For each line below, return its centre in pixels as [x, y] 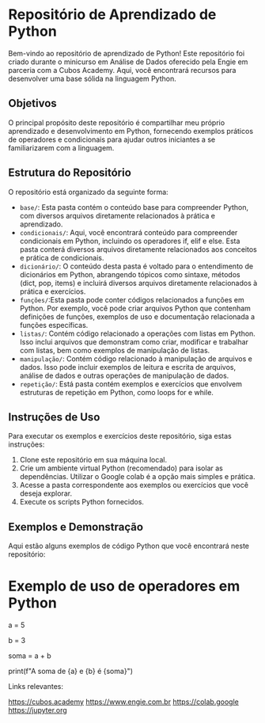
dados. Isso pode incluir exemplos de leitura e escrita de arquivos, [127, 367]
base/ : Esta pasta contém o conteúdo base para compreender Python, [134, 207]
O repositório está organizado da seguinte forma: [88, 192]
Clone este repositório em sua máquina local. [93, 460]
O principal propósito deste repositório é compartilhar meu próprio [117, 122]
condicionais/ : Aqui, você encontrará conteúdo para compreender [129, 232]
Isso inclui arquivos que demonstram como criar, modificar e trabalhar [134, 341]
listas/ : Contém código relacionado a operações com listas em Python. [137, 333]
